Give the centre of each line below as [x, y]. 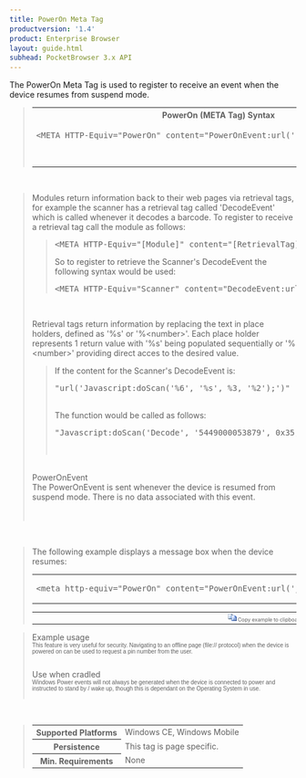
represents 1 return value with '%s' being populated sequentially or [158, 343]
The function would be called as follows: [130, 415]
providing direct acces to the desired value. [158, 353]
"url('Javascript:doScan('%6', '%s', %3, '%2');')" [172, 389]
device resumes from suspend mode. [80, 95]
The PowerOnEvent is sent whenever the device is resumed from [153, 488]
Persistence [76, 746]
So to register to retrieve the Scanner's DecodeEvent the [160, 262]
